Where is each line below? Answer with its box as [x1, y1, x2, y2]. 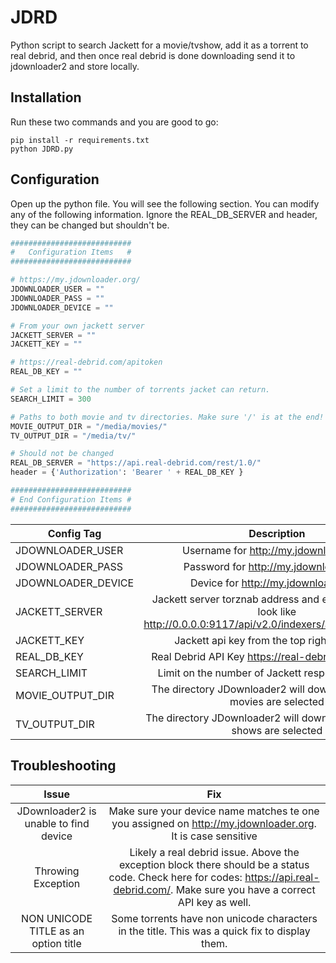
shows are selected [231, 723, 323, 737]
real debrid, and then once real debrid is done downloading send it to [10, 49, 296, 61]
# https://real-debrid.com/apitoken [10, 357, 163, 368]
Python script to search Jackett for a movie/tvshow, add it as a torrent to [10, 39, 309, 51]
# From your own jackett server [10, 321, 145, 331]
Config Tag [47, 526, 102, 540]
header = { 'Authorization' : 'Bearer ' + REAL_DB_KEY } [10, 467, 244, 478]
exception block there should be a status [118, 857, 310, 871]
